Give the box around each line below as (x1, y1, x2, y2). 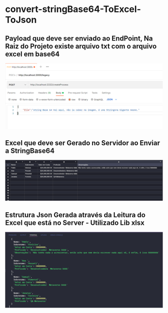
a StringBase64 (5, 147, 55, 155)
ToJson (5, 14, 37, 26)
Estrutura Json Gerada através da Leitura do (5, 210, 146, 219)
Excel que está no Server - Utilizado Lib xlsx (5, 218, 145, 227)
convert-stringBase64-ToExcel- (5, 4, 141, 15)
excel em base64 (5, 50, 60, 58)
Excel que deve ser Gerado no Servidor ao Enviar (5, 139, 160, 147)
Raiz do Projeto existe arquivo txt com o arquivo (5, 42, 157, 51)
